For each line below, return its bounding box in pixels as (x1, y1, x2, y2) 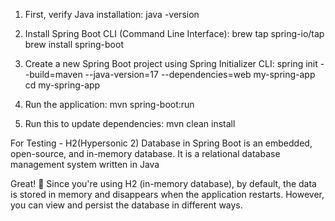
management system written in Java (10, 159, 160, 170)
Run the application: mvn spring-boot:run (24, 99, 195, 110)
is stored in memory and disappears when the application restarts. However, (10, 189, 325, 200)
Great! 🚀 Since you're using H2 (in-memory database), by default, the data (10, 178, 317, 189)
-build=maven (24, 69, 83, 80)
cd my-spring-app (24, 79, 101, 91)
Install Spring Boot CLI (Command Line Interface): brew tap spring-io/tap (24, 28, 325, 39)
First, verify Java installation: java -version (24, 9, 200, 20)
